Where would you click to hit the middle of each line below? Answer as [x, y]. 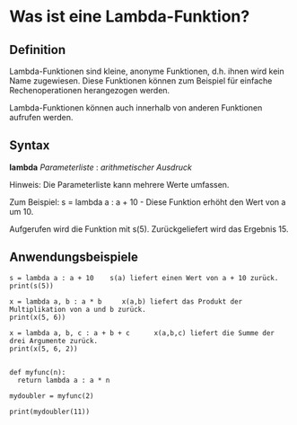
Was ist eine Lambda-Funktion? [130, 17]
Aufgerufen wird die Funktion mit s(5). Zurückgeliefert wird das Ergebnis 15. [149, 229]
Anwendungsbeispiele [74, 257]
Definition [37, 50]
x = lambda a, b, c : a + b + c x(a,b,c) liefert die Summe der [142, 333]
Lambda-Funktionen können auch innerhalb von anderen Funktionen [136, 108]
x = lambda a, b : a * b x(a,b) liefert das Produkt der [126, 301]
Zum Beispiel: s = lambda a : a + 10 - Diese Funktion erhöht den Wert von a [148, 202]
